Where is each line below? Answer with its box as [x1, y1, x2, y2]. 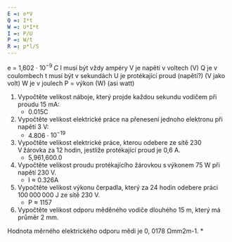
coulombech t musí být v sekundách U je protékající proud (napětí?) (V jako [7, 71, 226, 79]
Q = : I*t [7, 17, 33, 24]
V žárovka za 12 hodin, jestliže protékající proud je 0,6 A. [17, 146, 181, 155]
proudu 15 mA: [17, 100, 60, 108]
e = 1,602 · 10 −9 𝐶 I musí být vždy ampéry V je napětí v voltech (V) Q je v [7, 63, 218, 72]
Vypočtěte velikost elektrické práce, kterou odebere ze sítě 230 [17, 139, 202, 147]
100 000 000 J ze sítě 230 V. [17, 191, 101, 199]
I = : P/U [7, 30, 33, 37]
